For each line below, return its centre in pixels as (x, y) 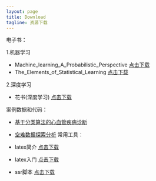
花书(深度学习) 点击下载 (43, 97)
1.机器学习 (18, 52)
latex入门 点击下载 (36, 160)
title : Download (26, 17)
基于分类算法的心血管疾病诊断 (51, 122)
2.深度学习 (19, 85)
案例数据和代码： (27, 110)
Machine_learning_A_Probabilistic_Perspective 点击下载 (82, 65)
